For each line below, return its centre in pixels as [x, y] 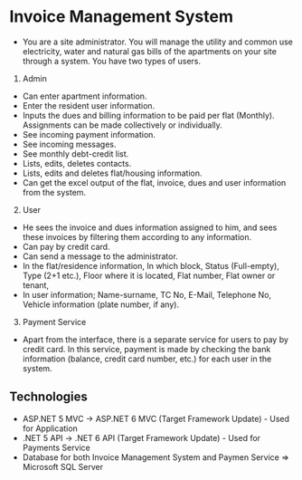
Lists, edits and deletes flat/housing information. [112, 173]
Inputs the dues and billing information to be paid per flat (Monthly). [148, 115]
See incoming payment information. [89, 134]
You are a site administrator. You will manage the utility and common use [158, 42]
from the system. [54, 192]
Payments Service [56, 447]
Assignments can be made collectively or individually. [123, 125]
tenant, [36, 285]
